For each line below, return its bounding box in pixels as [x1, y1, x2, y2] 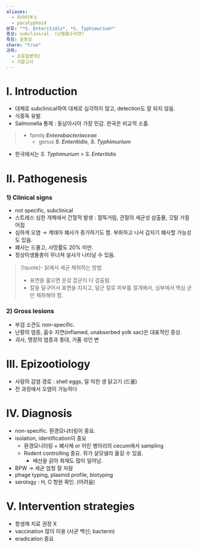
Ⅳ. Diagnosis [6, 407, 73, 420]
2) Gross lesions [6, 307, 55, 315]
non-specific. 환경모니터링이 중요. [14, 427, 96, 434]
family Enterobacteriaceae [29, 132, 97, 139]
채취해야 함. [36, 291, 64, 299]
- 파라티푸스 [11, 14, 38, 20]
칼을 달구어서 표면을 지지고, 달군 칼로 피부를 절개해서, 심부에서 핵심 [29, 284, 186, 291]
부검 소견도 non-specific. [14, 321, 75, 329]
